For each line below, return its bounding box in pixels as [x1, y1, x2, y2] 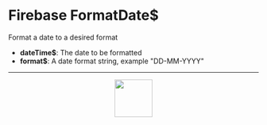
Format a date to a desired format [8, 32, 118, 42]
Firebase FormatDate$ [8, 6, 159, 25]
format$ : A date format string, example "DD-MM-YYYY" [19, 56, 205, 66]
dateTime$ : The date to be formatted [19, 47, 142, 57]
